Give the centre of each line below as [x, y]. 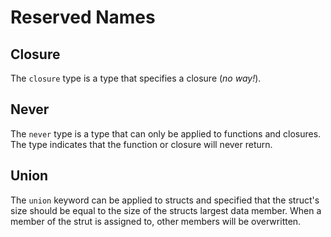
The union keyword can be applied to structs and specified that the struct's [165, 200]
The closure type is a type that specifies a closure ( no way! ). [136, 78]
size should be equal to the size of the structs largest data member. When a [166, 210]
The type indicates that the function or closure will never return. [141, 144]
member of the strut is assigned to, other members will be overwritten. [156, 221]
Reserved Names [83, 17]
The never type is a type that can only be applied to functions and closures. [166, 133]
